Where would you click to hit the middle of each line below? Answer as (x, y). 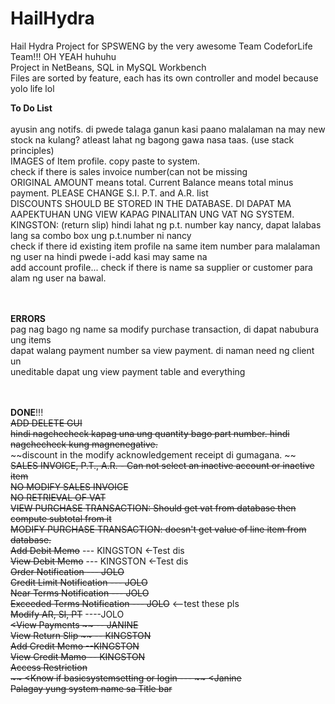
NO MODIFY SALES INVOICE (69, 486)
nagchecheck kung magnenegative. (84, 444)
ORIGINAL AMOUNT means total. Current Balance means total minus (152, 182)
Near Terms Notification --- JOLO (80, 593)
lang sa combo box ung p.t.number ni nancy (101, 235)
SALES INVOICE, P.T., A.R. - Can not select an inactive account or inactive (162, 465)
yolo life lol (32, 88)
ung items (31, 339)
